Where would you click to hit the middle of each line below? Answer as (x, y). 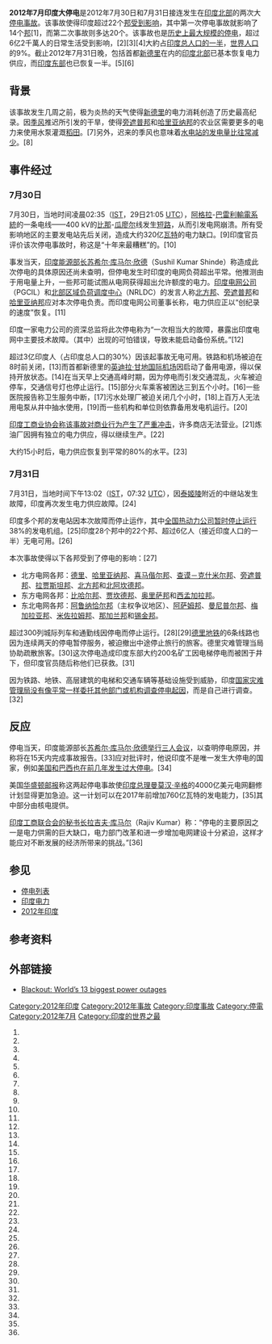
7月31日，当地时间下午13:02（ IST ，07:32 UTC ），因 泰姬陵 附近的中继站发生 (134, 493)
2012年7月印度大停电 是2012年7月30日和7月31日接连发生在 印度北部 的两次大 (135, 13)
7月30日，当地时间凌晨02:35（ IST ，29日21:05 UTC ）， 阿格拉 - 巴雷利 (123, 214)
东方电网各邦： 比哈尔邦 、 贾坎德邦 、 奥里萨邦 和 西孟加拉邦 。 (120, 595)
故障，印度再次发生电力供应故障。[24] (73, 503)
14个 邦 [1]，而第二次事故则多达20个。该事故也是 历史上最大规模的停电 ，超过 (135, 33)
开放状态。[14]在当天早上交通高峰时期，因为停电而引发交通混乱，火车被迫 (139, 377)
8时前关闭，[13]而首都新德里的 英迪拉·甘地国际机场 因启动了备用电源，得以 (132, 366)
